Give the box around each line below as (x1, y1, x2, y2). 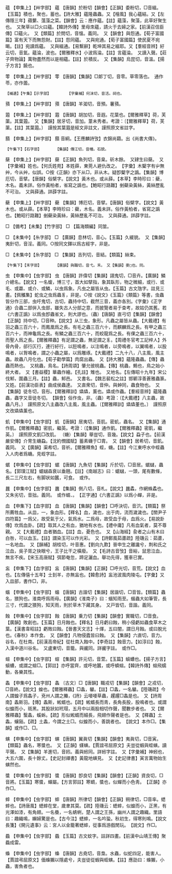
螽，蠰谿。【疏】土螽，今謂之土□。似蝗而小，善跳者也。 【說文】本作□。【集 (5, 719, 166, 724)
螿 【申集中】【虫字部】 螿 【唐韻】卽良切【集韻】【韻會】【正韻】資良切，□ (5, 773, 164, 778)
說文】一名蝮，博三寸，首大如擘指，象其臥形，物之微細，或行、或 (25, 279, 165, 285)
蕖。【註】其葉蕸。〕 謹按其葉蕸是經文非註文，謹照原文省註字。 (5, 125, 138, 130)
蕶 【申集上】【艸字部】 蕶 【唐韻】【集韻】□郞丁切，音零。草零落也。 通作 (5, 74, 164, 79)
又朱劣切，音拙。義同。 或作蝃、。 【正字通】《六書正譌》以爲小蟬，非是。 (5, 492, 160, 498)
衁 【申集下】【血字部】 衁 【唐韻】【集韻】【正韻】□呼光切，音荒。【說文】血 (5, 565, 166, 571)
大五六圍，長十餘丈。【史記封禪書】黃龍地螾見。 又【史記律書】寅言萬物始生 (5, 755, 167, 761)
